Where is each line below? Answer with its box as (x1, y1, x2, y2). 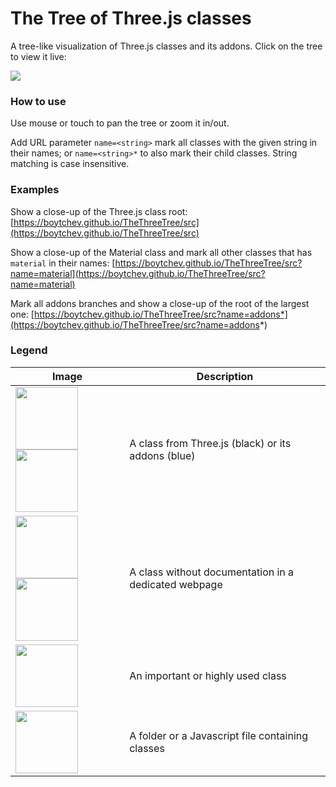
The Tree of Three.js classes (10, 7, 252, 30)
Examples (10, 183, 60, 197)
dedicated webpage (129, 577, 223, 591)
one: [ (10, 308, 35, 320)
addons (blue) (129, 448, 196, 462)
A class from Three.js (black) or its (129, 436, 292, 450)
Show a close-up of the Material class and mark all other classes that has (10, 246, 313, 258)
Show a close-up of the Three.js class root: (10, 205, 188, 217)
